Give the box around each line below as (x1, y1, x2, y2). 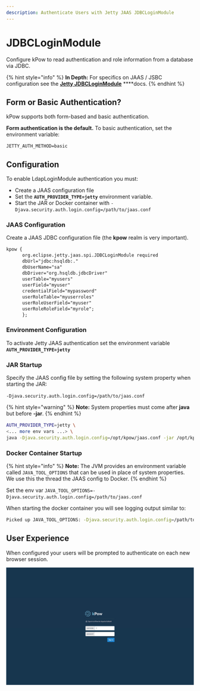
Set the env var (6, 487, 43, 494)
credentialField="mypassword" (21, 288, 97, 295)
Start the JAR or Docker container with (14, 200, 110, 207)
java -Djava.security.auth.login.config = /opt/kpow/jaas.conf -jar (6, 435, 174, 441)
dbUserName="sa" (21, 264, 62, 271)
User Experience (6, 534, 70, 544)
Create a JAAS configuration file (14, 187, 94, 194)
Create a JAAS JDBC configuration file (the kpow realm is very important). (6, 234, 189, 241)
